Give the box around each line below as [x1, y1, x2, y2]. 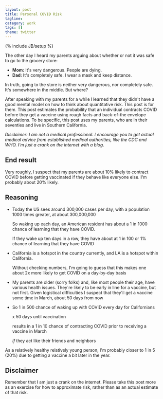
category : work [5, 20, 36, 26]
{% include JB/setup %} [5, 43, 54, 49]
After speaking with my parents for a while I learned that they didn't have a [5, 96, 155, 102]
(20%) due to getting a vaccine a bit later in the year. [5, 352, 111, 358]
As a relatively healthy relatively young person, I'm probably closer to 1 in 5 [5, 347, 155, 353]
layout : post [5, 7, 32, 12]
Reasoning [5, 193, 38, 202]
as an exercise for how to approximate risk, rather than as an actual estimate [5, 384, 158, 390]
